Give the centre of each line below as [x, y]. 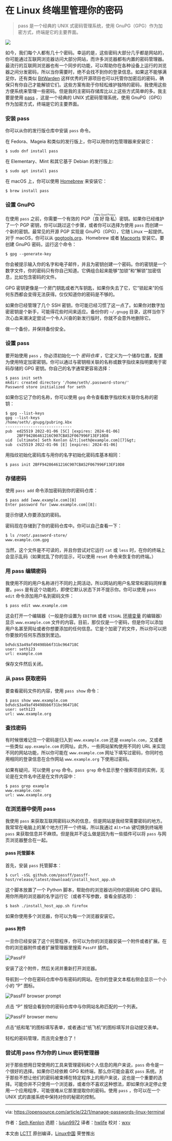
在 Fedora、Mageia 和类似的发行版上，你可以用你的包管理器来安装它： [80, 142]
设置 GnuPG [20, 205]
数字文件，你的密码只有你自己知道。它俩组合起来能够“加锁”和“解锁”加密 [81, 270]
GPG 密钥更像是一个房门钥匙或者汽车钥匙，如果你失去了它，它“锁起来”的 [82, 288]
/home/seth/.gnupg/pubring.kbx [39, 422]
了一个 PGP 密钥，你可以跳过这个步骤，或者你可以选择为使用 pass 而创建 [82, 225]
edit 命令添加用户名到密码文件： [40, 596]
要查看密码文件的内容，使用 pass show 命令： [53, 691]
